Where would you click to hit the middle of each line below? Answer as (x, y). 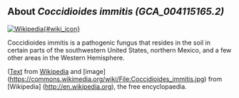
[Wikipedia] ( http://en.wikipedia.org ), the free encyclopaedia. (97, 86)
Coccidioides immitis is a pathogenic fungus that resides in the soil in (109, 43)
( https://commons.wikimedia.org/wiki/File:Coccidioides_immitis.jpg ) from (115, 79)
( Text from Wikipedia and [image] (56, 71)
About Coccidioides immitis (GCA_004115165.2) (116, 12)
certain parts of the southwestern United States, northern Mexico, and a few (119, 50)
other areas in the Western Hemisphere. (66, 58)
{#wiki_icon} (62, 28)
